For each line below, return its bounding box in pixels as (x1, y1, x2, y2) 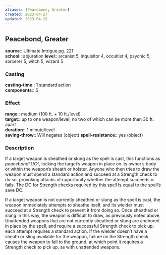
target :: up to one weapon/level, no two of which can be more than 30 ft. (5, 116, 154, 122)
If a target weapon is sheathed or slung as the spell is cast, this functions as (5, 155, 160, 161)
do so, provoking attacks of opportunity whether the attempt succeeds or (5, 177, 155, 183)
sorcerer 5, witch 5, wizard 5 (5, 58, 63, 64)
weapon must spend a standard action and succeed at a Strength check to (5, 171, 158, 177)
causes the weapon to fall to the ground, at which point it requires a (5, 239, 143, 245)
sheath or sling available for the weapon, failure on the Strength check (5, 234, 149, 240)
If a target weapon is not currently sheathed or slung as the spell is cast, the (5, 197, 161, 203)
